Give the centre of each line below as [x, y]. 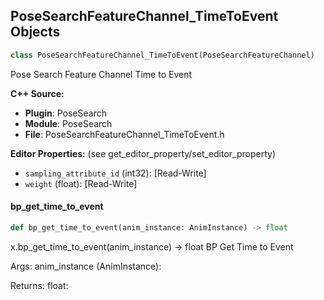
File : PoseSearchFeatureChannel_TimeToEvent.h [124, 134]
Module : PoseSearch [68, 123]
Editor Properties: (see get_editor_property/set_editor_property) [143, 153]
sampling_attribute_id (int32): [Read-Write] [115, 173]
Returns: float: [39, 285]
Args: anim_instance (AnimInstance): [86, 266]
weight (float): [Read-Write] [81, 183]
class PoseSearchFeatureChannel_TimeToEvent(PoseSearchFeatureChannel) [162, 55]
